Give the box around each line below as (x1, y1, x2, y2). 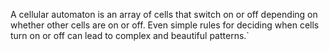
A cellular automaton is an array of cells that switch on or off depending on (10, 9, 318, 20)
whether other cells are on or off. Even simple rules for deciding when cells (10, 19, 320, 31)
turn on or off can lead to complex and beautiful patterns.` (10, 30, 250, 41)
